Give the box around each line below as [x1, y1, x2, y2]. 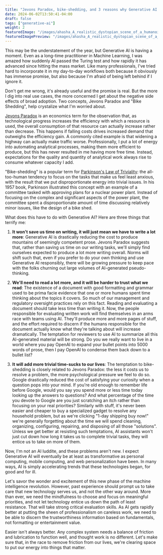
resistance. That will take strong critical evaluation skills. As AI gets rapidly [5, 504, 154, 510]
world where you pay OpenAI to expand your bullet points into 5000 [12, 341, 148, 347]
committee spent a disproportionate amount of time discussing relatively [5, 200, 150, 206]
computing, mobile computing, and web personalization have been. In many [5, 458, 157, 464]
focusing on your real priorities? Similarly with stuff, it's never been [12, 402, 146, 408]
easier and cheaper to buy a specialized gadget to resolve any [12, 408, 137, 414]
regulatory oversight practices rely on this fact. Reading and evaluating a [12, 300, 158, 306]
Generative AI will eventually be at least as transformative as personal [5, 453, 145, 459]
